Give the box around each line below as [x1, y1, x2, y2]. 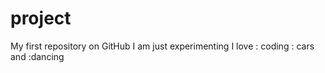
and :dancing [10, 50, 65, 62]
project [10, 7, 72, 30]
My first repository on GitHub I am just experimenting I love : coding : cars [10, 40, 315, 52]
